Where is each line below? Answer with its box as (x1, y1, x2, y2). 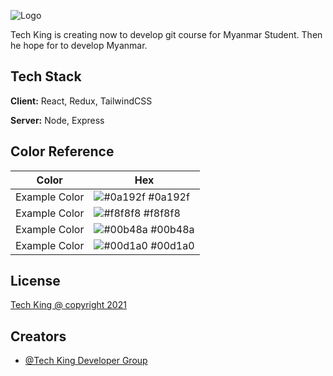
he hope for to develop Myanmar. (10, 40, 148, 51)
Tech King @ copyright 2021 (10, 299, 127, 311)
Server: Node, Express (10, 114, 105, 126)
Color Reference (10, 143, 115, 160)
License (10, 273, 61, 290)
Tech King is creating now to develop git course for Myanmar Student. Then (10, 29, 323, 40)
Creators (10, 328, 67, 345)
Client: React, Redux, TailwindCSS (10, 95, 153, 107)
